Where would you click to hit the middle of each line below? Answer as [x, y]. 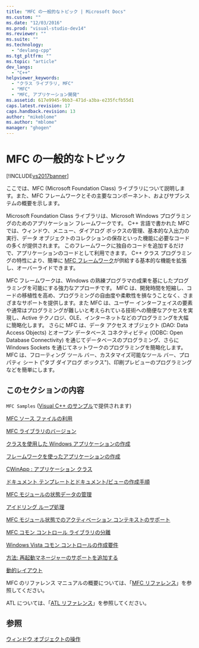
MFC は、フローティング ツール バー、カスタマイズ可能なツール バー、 [93, 355]
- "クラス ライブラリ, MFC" [42, 84]
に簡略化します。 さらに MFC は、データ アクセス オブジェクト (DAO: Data [97, 325]
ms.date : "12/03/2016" [34, 23]
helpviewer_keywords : [33, 78]
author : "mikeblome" [32, 117]
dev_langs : [20, 67]
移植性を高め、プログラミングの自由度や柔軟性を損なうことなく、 [102, 295]
